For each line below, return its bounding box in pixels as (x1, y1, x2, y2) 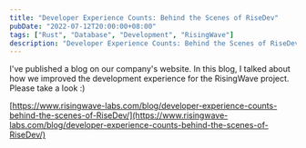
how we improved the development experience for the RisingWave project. (9, 74, 290, 84)
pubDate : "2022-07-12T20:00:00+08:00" (9, 22, 157, 31)
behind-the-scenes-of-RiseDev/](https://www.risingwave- (9, 110, 229, 121)
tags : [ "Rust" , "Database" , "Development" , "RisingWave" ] (9, 30, 234, 39)
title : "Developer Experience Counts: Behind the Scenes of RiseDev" (9, 13, 280, 23)
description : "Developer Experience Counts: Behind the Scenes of (9, 38, 267, 48)
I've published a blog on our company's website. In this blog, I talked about (9, 64, 291, 74)
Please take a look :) (9, 83, 86, 94)
